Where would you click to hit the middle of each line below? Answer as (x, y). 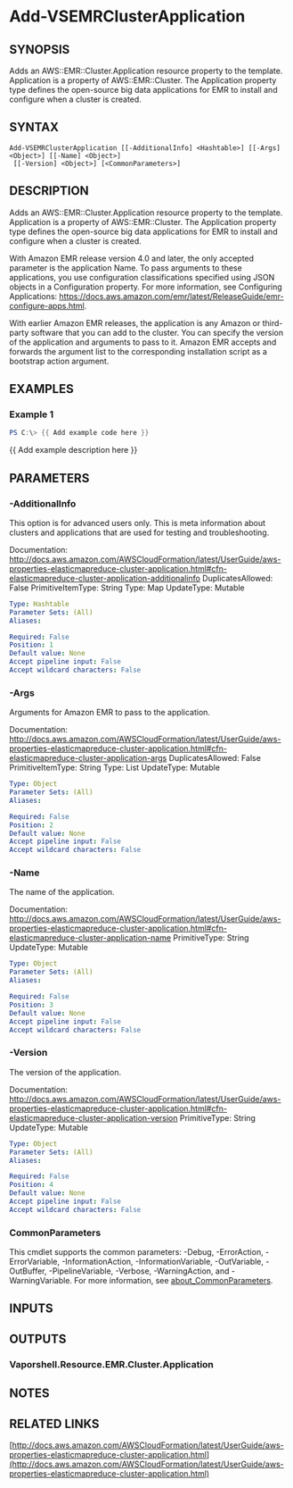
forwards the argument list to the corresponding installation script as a (138, 351)
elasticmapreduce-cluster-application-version (94, 1117)
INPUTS (31, 1309)
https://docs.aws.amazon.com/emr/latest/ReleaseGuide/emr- (171, 296)
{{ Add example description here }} (73, 450)
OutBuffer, (28, 1271)
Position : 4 (31, 1185)
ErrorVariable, (35, 1262)
